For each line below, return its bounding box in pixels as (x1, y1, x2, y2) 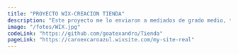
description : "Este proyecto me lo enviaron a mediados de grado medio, (7, 17, 227, 24)
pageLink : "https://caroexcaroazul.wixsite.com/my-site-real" (7, 36, 195, 43)
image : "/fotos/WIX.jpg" (7, 23, 81, 30)
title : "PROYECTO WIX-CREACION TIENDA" (7, 10, 125, 18)
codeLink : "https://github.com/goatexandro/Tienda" (7, 29, 163, 37)
